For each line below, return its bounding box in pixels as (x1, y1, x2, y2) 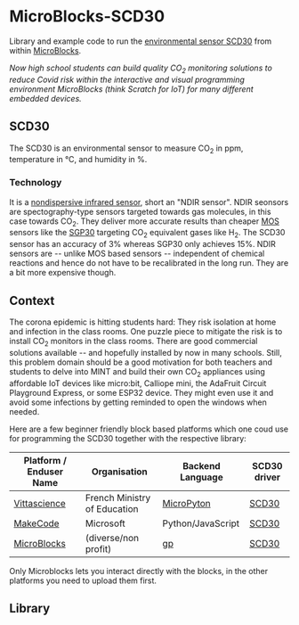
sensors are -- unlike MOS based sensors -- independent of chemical (9, 248, 265, 259)
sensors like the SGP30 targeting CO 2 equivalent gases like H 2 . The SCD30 (9, 227, 286, 240)
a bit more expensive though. (9, 267, 117, 278)
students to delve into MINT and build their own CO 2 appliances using (9, 366, 265, 379)
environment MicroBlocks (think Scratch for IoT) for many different (9, 83, 254, 95)
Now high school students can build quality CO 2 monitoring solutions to (9, 62, 273, 75)
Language (179, 471, 224, 483)
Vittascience (13, 497, 67, 509)
